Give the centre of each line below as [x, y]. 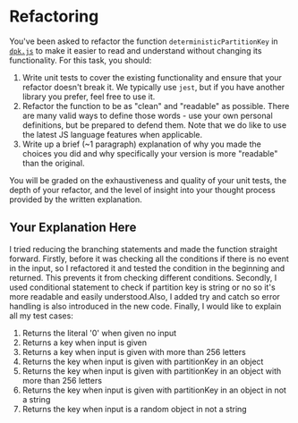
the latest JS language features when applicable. [112, 134]
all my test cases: [41, 316]
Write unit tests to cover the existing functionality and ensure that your [152, 77]
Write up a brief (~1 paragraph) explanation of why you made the [141, 144]
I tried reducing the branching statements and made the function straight [143, 249]
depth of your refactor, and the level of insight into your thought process [142, 190]
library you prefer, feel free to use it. [89, 97]
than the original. [53, 163]
